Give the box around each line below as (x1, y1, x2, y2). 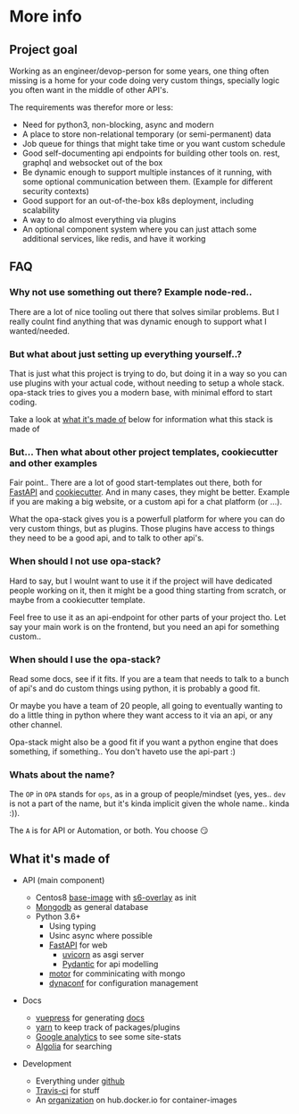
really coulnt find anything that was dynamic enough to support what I (9, 316, 267, 327)
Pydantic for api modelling (62, 958, 159, 969)
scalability (21, 205, 60, 216)
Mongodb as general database (35, 901, 149, 912)
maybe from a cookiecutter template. (9, 594, 145, 605)
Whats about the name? (9, 768, 115, 780)
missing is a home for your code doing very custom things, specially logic (9, 75, 280, 86)
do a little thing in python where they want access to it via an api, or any (9, 710, 274, 720)
